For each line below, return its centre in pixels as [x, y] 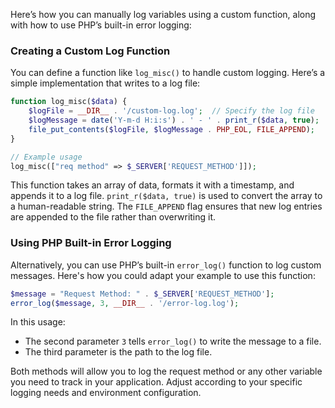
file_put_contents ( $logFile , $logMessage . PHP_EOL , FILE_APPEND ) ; [171, 129]
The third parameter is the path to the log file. [118, 352]
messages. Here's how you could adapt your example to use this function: [163, 275]
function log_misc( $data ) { [69, 102]
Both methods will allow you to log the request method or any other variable [166, 371]
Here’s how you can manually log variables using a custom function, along [163, 14]
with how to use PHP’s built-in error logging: [101, 25]
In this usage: [38, 322]
